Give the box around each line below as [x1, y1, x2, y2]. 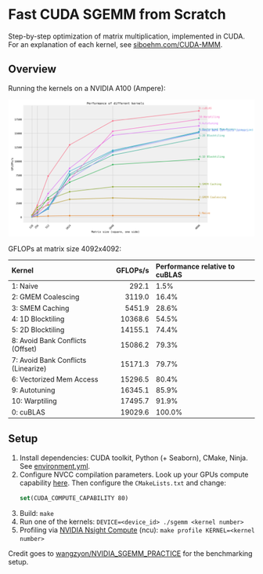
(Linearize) [11, 364, 47, 373]
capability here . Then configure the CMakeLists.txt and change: [19, 477, 227, 488]
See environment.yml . [19, 461, 91, 470]
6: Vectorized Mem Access [11, 375, 99, 384]
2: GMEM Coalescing [11, 292, 80, 302]
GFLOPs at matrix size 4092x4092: [8, 244, 121, 254]
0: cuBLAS [11, 407, 45, 417]
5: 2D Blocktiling [11, 325, 65, 335]
